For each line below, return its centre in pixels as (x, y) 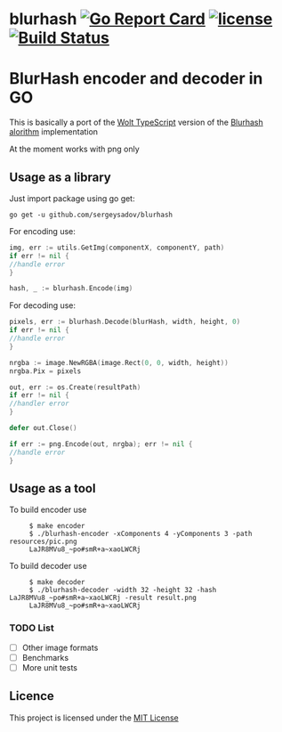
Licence (32, 696)
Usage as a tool (52, 488)
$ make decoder (57, 582)
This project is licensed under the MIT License (94, 718)
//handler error (39, 404)
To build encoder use (48, 510)
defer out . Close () (43, 428)
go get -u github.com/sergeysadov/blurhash (91, 215)
